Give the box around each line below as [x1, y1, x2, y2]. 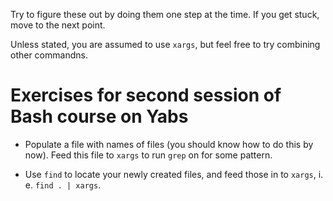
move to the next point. [10, 19, 106, 31]
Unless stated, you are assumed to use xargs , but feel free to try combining [10, 39, 321, 50]
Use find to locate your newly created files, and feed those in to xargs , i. [24, 168, 324, 180]
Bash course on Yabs [10, 105, 189, 128]
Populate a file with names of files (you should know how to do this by [24, 138, 314, 150]
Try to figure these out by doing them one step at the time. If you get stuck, [10, 9, 320, 20]
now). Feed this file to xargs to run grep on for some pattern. [24, 149, 273, 161]
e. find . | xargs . [24, 179, 102, 191]
